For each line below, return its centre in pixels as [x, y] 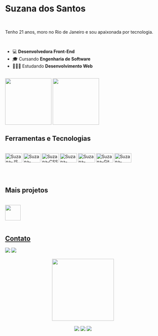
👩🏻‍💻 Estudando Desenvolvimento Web [52, 66]
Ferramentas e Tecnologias [48, 139]
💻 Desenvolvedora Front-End [43, 51]
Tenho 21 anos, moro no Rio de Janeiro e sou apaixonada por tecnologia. [79, 32]
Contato [18, 238]
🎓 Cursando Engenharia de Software [51, 59]
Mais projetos [27, 191]
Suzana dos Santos [45, 9]
